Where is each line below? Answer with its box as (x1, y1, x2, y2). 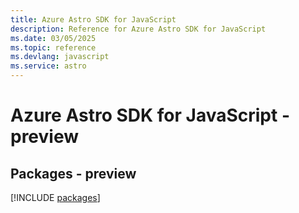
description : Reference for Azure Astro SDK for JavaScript (10, 24, 267, 34)
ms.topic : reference (10, 42, 97, 53)
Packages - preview (10, 165, 137, 182)
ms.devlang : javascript (10, 52, 110, 62)
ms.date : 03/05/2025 (10, 33, 97, 43)
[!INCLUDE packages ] (10, 192, 101, 203)
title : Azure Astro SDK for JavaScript (10, 14, 177, 25)
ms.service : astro (10, 61, 87, 71)
